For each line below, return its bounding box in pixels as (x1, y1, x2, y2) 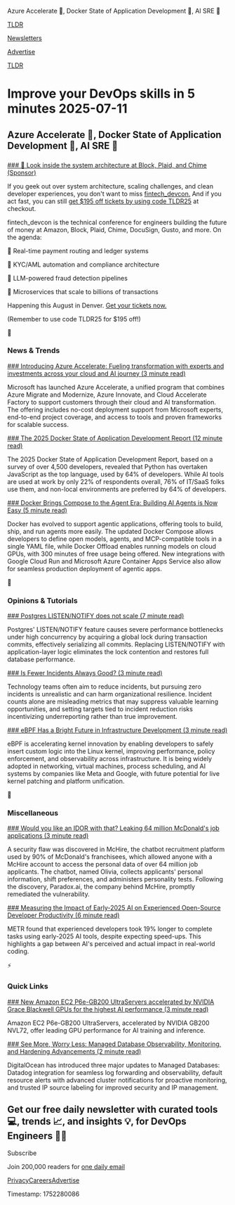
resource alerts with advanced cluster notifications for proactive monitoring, (7, 1076, 227, 1084)
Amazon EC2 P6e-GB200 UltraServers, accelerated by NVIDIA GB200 (7, 1019, 210, 1027)
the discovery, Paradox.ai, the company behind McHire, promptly (7, 883, 195, 891)
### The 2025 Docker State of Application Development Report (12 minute (7, 433, 223, 442)
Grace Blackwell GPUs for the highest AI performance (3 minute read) (7, 1005, 209, 1013)
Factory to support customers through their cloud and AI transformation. (7, 397, 216, 406)
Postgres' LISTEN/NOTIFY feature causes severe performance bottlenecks (7, 625, 224, 634)
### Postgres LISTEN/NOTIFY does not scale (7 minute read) (7, 612, 184, 620)
